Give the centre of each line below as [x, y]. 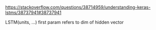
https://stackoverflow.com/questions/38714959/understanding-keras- [78, 7]
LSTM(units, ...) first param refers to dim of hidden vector [65, 22]
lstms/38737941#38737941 [33, 12]
